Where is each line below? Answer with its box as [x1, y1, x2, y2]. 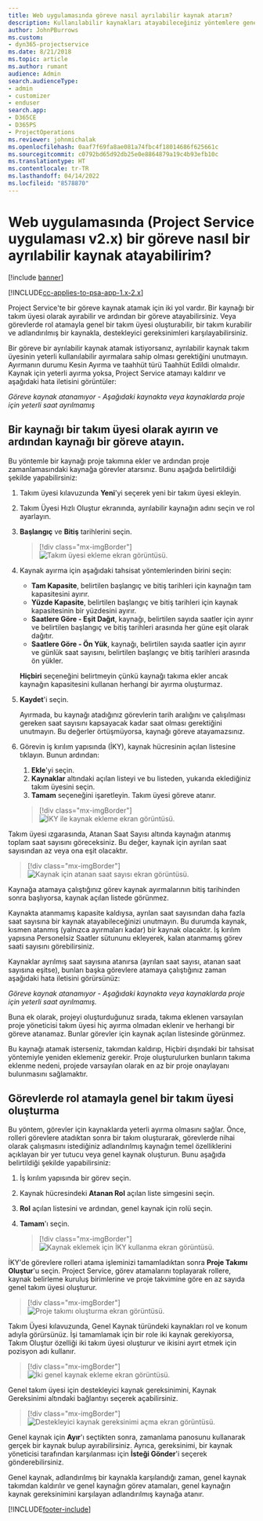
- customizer [8, 92, 51, 100]
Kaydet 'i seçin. [19, 694, 69, 704]
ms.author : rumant [8, 63, 68, 71]
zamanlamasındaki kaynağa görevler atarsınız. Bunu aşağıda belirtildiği [8, 464, 236, 473]
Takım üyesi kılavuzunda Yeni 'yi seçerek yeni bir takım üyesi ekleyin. [19, 488, 241, 497]
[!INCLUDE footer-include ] [8, 1505, 92, 1514]
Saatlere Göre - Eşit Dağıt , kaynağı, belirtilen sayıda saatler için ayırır [31, 614, 254, 623]
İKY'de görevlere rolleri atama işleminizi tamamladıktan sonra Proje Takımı [8, 1258, 248, 1267]
